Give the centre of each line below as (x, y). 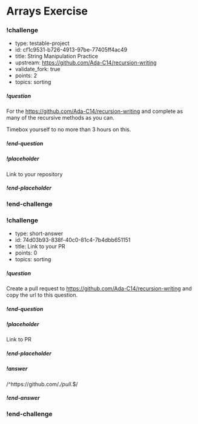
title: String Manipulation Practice (57, 56)
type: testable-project (42, 43)
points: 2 (26, 76)
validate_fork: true (38, 69)
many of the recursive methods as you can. (60, 118)
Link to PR (19, 340)
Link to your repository (35, 174)
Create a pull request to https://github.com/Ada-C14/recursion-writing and (99, 289)
